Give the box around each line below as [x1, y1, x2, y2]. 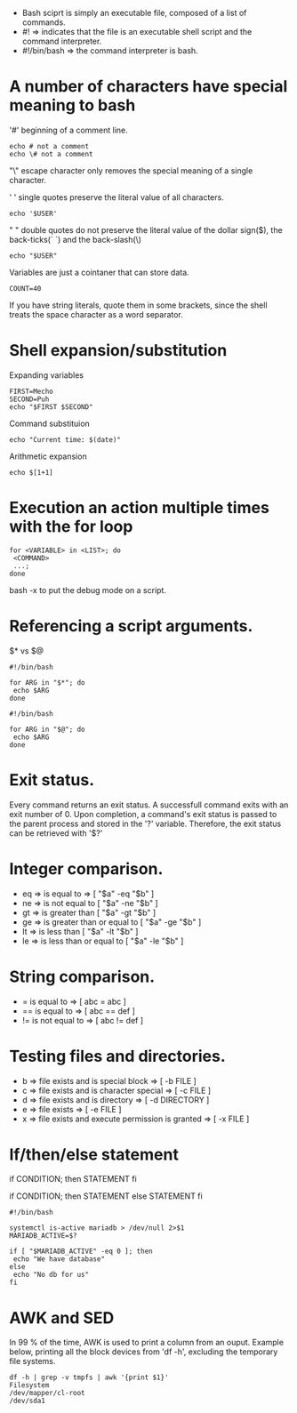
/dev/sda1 [9, 1396, 46, 1406]
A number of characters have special [9, 76, 288, 97]
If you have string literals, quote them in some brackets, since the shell [9, 300, 269, 310]
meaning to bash [9, 95, 136, 116]
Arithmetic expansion [9, 451, 87, 462]
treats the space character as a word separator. [9, 309, 184, 319]
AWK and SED [9, 1307, 115, 1328]
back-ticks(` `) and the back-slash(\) [9, 234, 142, 245]
